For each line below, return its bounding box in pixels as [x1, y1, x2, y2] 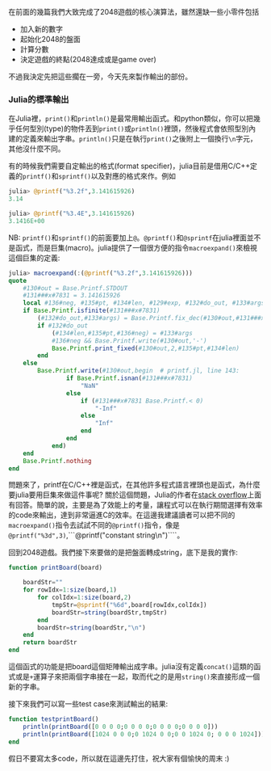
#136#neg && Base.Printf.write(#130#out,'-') [51, 336, 207, 345]
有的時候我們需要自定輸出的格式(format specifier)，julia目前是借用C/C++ [8, 161, 251, 171]
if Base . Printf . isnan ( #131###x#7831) [65, 374, 194, 382]
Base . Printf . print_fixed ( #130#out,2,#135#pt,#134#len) [51, 344, 240, 352]
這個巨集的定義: [8, 253, 60, 263]
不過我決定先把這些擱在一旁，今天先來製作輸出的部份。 [8, 72, 192, 81]
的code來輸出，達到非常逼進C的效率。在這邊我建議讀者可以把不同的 [8, 510, 236, 520]
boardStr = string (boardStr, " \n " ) [37, 623, 147, 632]
